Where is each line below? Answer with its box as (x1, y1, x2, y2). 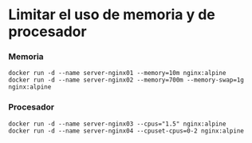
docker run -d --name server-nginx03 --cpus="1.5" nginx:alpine (8, 120, 226, 128)
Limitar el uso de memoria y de (8, 6, 215, 24)
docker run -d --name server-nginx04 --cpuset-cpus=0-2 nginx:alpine (8, 126, 245, 135)
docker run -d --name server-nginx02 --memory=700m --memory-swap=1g (8, 76, 245, 85)
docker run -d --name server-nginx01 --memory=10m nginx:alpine (8, 70, 226, 77)
